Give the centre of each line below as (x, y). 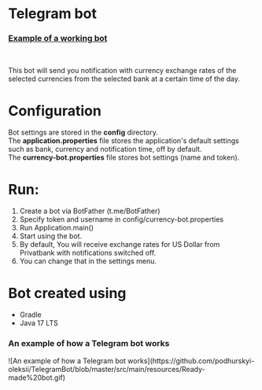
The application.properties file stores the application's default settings (124, 141)
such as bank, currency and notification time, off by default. (105, 149)
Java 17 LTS (39, 323)
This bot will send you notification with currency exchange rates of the (122, 71)
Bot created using (67, 293)
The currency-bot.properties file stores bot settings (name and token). (124, 157)
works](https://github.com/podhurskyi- (191, 361)
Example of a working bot (58, 39)
